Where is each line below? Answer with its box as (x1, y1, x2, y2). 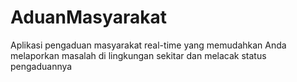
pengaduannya (10, 60, 73, 72)
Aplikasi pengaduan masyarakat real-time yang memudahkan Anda (10, 39, 287, 51)
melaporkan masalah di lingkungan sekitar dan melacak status (10, 49, 267, 61)
